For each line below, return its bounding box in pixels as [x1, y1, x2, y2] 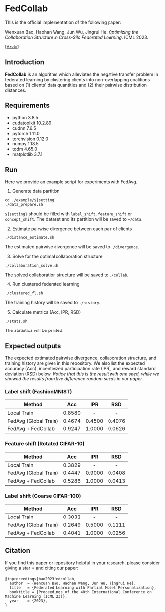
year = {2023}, [9, 598, 48, 603]
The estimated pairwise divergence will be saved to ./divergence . [5, 244, 140, 250]
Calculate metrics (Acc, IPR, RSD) [12, 309, 81, 315]
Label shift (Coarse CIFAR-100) [5, 492, 81, 499]
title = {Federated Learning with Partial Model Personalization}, [9, 585, 156, 590]
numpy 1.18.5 [12, 141, 39, 146]
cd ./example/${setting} [5, 198, 56, 203]
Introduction [5, 58, 45, 67]
